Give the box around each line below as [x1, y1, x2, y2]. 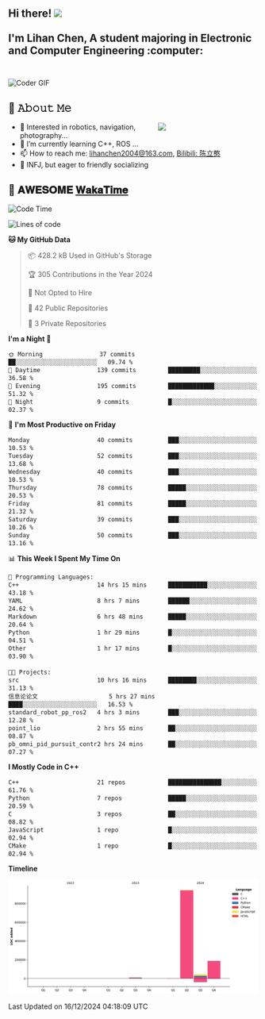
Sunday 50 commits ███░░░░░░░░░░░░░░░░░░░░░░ [8, 532, 258, 540]
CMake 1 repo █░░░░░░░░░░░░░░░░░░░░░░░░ [8, 842, 258, 850]
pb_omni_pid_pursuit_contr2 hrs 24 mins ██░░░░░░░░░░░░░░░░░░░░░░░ [8, 740, 258, 748]
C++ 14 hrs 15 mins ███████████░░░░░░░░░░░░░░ [8, 581, 258, 590]
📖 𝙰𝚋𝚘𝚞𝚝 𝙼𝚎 [8, 101, 72, 114]
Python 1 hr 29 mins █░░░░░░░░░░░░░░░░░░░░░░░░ [8, 629, 258, 637]
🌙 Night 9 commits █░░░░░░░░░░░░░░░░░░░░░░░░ [8, 398, 258, 406]
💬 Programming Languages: [8, 573, 94, 582]
